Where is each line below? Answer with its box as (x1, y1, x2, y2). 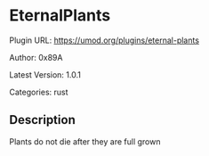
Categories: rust (9, 86, 68, 97)
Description (9, 112, 76, 127)
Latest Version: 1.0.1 (9, 69, 82, 80)
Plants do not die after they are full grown (9, 135, 161, 147)
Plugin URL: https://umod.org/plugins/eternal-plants (9, 35, 200, 45)
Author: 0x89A (9, 52, 63, 62)
